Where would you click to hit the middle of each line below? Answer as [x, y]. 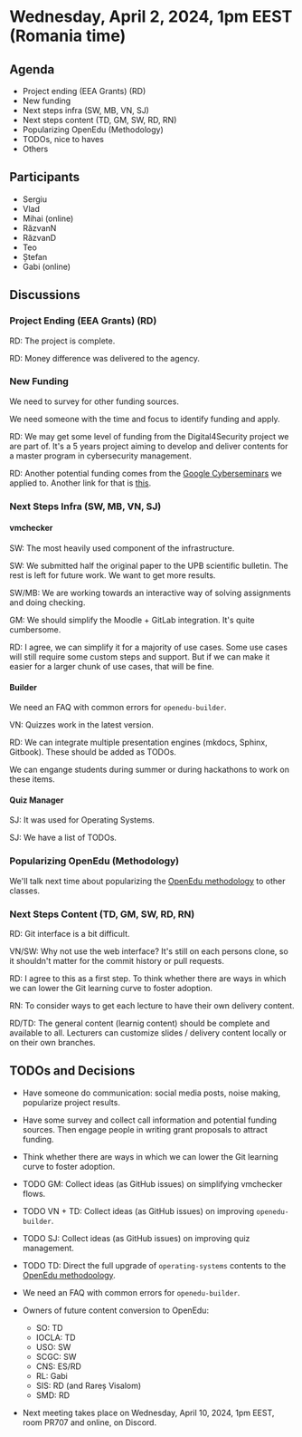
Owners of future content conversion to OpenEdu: [116, 1310]
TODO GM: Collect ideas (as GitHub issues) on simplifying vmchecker [152, 1183]
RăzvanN [39, 227]
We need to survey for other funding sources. [94, 401]
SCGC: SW [56, 1356]
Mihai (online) [48, 218]
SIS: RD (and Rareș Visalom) [89, 1385]
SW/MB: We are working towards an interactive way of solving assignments [150, 593]
